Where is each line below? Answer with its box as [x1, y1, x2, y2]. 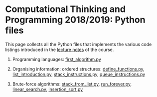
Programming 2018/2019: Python [5, 14, 146, 25]
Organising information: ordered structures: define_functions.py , [12, 66, 145, 72]
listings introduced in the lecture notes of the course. [5, 46, 114, 52]
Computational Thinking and [5, 3, 126, 15]
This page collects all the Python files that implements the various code [5, 41, 152, 47]
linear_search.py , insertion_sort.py [12, 86, 83, 92]
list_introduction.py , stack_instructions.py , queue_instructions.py [12, 71, 146, 77]
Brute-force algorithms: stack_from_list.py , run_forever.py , [12, 81, 132, 87]
